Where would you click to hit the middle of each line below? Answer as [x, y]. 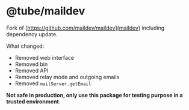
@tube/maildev [46, 11]
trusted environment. [34, 102]
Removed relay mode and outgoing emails [67, 77]
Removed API [32, 70]
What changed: [25, 46]
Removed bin [31, 64]
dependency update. [32, 34]
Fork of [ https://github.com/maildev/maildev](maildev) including [85, 28]
